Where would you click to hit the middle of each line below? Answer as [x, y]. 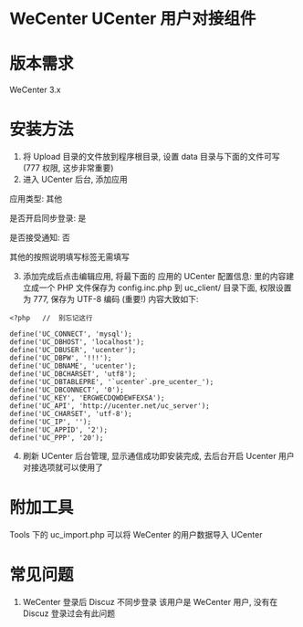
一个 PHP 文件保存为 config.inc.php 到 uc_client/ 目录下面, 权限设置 [165, 287]
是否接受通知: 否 [40, 237]
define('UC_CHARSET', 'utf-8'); [71, 414]
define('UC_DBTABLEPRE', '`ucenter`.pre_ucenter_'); [112, 382]
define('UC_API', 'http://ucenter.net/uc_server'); [110, 406]
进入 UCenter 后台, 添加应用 [75, 180]
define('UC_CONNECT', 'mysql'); [71, 334]
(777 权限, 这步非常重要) [68, 168]
